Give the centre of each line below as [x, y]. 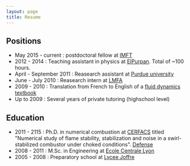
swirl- [174, 138]
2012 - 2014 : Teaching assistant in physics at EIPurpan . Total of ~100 [99, 61]
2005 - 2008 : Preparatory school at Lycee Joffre [74, 157]
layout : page [22, 12]
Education [25, 118]
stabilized [26, 145]
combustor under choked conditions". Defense [96, 145]
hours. [22, 68]
